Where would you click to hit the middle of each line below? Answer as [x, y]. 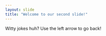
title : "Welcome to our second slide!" [47, 14]
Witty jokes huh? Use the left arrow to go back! [53, 28]
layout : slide [20, 10]
